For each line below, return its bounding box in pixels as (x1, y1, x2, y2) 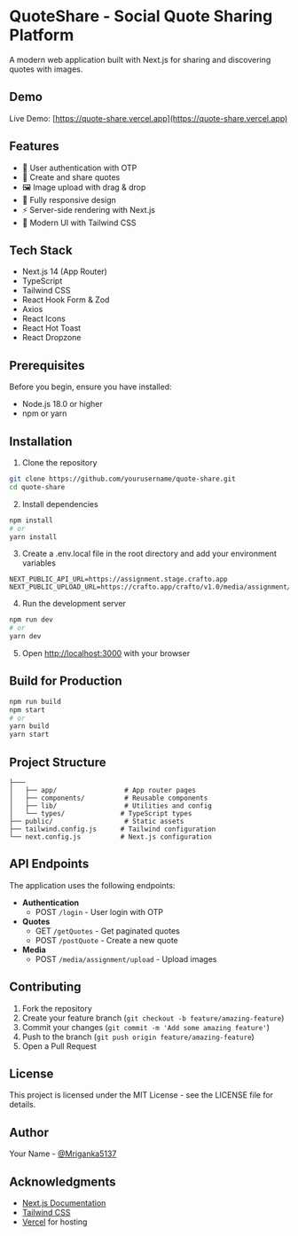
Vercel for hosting (21, 1216, 88, 1227)
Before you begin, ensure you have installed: (9, 381, 172, 392)
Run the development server (21, 598, 127, 609)
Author (9, 1124, 49, 1140)
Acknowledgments (9, 1174, 117, 1189)
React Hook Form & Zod (21, 294, 110, 305)
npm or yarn (21, 408, 67, 419)
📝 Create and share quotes (21, 171, 121, 183)
